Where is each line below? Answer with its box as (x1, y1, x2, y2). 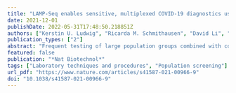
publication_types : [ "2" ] (7, 36, 83, 43)
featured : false (7, 50, 55, 57)
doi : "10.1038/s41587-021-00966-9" (7, 75, 112, 83)
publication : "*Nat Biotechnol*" (7, 56, 105, 63)
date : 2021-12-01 (7, 17, 58, 24)
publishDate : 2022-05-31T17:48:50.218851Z (7, 23, 133, 30)
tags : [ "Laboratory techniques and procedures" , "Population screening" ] (7, 62, 228, 69)
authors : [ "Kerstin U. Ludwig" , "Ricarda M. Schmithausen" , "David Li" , (7, 29, 225, 37)
